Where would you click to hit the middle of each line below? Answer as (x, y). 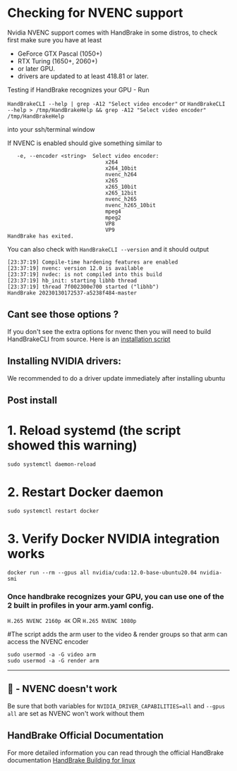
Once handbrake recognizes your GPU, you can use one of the (116, 596)
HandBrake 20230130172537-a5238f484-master (72, 293)
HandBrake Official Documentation (86, 735)
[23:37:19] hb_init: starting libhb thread (72, 280)
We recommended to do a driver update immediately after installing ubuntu (116, 378)
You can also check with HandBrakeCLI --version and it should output (108, 249)
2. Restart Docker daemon (85, 492)
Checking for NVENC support (95, 13)
